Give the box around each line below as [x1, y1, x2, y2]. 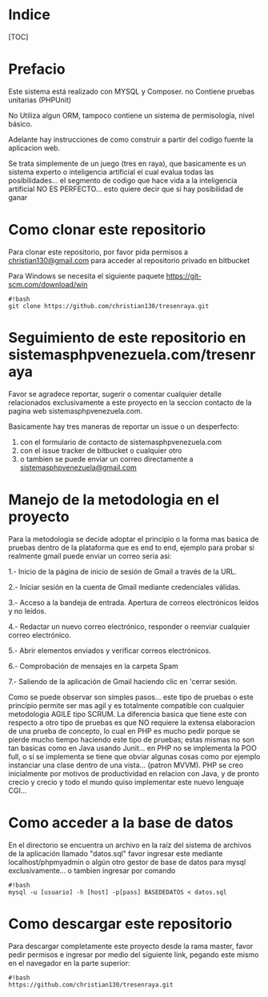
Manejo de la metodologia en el [8, 490, 220, 509]
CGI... [8, 786, 27, 795]
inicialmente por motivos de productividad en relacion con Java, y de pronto [8, 768, 260, 778]
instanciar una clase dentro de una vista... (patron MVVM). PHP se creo [8, 760, 244, 770]
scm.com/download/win [8, 279, 88, 289]
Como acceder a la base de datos [8, 814, 234, 831]
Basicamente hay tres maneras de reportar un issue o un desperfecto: [8, 422, 239, 431]
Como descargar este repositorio [8, 915, 233, 933]
